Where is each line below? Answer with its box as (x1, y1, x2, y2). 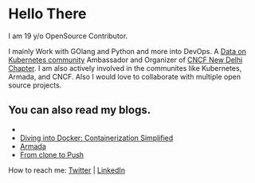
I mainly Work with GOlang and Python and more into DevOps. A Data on (8, 46, 247, 56)
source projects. (8, 80, 62, 90)
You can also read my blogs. (8, 103, 151, 117)
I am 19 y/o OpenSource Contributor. (8, 31, 128, 41)
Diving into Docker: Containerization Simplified (19, 133, 174, 142)
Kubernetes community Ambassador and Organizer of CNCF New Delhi (8, 55, 243, 64)
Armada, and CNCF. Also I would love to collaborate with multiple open (8, 72, 241, 81)
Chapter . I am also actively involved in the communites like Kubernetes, (8, 63, 242, 72)
